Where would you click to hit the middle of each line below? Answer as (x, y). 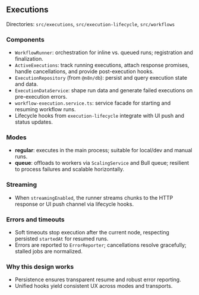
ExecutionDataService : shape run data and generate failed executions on (104, 90)
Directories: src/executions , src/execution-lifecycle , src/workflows (91, 24)
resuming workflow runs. (45, 109)
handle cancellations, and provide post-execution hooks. (84, 71)
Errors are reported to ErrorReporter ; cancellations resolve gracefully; (100, 245)
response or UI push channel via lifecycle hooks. (74, 204)
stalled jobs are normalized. (49, 251)
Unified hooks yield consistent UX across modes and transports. (94, 286)
